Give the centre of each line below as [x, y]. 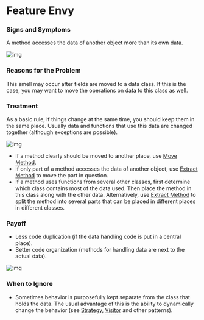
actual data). [31, 256]
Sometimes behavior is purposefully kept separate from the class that [103, 297]
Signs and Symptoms [39, 30]
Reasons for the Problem [44, 71]
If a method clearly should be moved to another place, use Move [96, 156]
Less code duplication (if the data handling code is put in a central [98, 237]
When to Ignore [30, 284]
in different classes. [40, 208]
